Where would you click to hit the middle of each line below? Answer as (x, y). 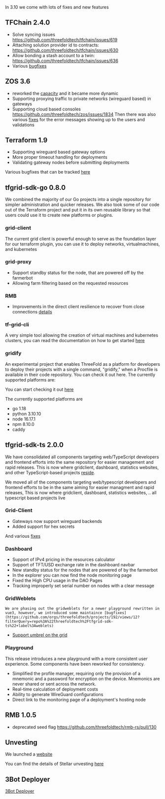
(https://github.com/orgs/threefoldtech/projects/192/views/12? (72, 617)
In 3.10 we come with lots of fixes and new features (57, 7)
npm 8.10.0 (23, 424)
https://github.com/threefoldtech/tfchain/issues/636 (65, 61)
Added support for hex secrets (43, 526)
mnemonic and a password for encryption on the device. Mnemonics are (86, 678)
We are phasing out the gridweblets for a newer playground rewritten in (82, 609)
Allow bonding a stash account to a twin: (53, 55)
